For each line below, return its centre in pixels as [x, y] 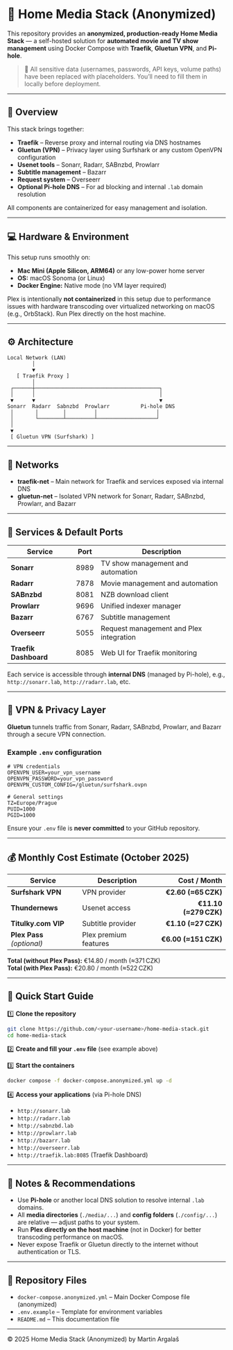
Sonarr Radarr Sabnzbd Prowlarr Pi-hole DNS [91, 407]
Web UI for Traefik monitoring [149, 653]
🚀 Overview [33, 112]
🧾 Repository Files [47, 1280]
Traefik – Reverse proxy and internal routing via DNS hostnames [109, 143]
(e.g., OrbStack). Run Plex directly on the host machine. [87, 314]
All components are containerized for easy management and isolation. [107, 207]
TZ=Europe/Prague [32, 803]
